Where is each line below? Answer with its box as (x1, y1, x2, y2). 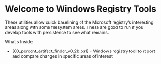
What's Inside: (5, 38, 34, 44)
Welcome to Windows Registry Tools (5, 3, 157, 14)
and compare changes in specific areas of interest (12, 53, 113, 59)
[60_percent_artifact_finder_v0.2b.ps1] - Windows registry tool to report (12, 48, 155, 54)
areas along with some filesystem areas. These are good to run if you (5, 24, 144, 30)
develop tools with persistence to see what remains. (5, 29, 109, 35)
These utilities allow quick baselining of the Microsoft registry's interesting (5, 19, 154, 25)
